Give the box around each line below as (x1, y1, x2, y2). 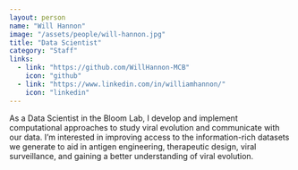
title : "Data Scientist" (9, 38, 102, 47)
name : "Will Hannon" (9, 21, 87, 30)
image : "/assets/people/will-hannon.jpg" (9, 30, 166, 38)
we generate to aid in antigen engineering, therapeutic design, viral (9, 140, 257, 152)
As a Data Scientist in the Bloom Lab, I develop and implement (9, 113, 239, 123)
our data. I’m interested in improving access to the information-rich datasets (9, 132, 290, 142)
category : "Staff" (9, 47, 78, 55)
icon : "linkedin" (25, 88, 90, 97)
